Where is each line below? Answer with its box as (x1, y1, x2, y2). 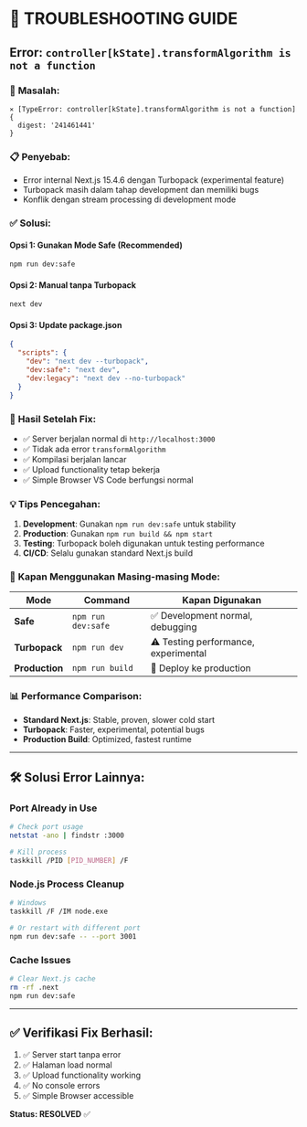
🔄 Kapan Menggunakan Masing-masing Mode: (9, 570, 221, 583)
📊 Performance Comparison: (9, 690, 143, 703)
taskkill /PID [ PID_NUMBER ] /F (9, 856, 129, 866)
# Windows (9, 898, 48, 908)
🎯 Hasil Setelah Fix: (9, 412, 97, 425)
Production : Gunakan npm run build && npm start (22, 528, 213, 539)
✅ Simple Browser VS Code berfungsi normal (22, 474, 194, 485)
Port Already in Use (9, 802, 98, 814)
